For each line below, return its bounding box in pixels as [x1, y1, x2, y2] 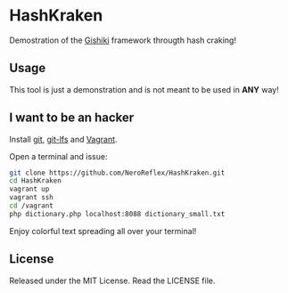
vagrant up [9, 184, 50, 194]
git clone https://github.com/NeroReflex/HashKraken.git [9, 168, 226, 177]
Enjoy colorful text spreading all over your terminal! [9, 225, 197, 236]
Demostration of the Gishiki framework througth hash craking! [9, 35, 236, 45]
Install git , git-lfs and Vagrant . [9, 134, 118, 144]
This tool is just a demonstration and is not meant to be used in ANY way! [9, 84, 279, 94]
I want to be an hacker [9, 110, 135, 126]
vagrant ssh [9, 193, 53, 202]
